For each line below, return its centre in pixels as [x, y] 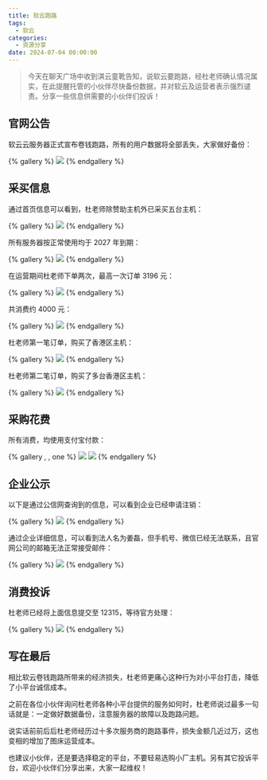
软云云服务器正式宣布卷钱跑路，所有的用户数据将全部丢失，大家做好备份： [130, 144]
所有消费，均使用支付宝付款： [57, 440]
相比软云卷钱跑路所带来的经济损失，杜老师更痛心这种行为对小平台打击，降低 [133, 677]
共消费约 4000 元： [40, 309]
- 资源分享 [31, 45]
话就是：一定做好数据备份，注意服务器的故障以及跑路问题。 [106, 714]
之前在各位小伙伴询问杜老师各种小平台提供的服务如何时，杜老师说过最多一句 [133, 704]
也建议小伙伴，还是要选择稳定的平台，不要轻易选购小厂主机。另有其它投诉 [130, 758]
